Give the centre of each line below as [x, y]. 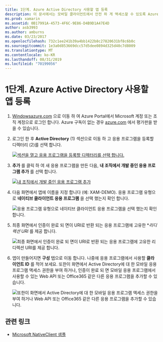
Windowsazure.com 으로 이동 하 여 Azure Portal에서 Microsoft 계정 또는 [82, 116]
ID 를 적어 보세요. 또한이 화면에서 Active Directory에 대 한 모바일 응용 [91, 264]
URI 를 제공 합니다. [39, 231]
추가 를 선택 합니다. [39, 171]
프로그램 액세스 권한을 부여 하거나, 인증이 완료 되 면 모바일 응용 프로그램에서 [84, 270]
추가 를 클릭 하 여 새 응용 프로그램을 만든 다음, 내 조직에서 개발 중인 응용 [79, 166]
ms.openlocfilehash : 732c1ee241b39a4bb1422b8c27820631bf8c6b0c [70, 41]
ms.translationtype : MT [29, 50]
